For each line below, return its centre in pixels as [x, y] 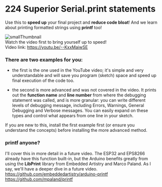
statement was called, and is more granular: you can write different [79, 100]
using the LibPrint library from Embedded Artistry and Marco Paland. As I [78, 164]
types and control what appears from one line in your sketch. [73, 116]
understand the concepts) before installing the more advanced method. [76, 130]
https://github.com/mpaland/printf [39, 179]
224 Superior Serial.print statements [80, 9]
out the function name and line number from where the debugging [79, 95]
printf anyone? [22, 143]
